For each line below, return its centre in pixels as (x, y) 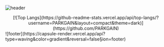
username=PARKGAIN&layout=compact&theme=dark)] (86, 23)
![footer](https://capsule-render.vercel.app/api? (55, 34)
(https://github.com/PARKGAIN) (86, 28)
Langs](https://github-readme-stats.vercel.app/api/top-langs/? (93, 17)
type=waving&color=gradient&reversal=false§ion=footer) (66, 39)
